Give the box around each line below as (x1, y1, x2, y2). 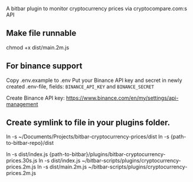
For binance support (6, 61, 83, 71)
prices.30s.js (6, 157, 38, 164)
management (6, 100, 38, 108)
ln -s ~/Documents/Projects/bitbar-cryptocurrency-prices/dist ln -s (6, 133, 169, 140)
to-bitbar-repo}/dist (6, 140, 54, 147)
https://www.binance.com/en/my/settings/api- (66, 94, 179, 101)
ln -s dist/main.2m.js (37, 163, 87, 170)
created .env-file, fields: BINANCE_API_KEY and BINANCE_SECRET (6, 82, 155, 90)
